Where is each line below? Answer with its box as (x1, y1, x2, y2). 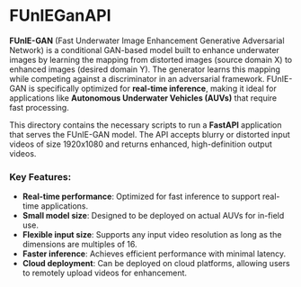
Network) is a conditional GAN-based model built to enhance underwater (9, 44, 280, 55)
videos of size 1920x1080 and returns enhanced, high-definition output (9, 139, 272, 149)
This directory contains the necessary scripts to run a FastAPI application (9, 119, 282, 130)
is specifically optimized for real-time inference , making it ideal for (28, 83, 277, 94)
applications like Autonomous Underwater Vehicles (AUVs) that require (9, 92, 278, 103)
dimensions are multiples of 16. (22, 239, 137, 250)
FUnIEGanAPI (9, 5, 111, 26)
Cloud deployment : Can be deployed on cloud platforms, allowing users (22, 258, 290, 269)
